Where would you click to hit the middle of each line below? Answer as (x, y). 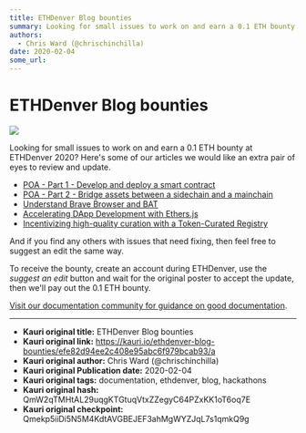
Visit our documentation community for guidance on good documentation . (148, 305)
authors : (26, 35)
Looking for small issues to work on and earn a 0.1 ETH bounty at (131, 148)
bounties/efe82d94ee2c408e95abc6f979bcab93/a (119, 351)
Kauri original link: (58, 341)
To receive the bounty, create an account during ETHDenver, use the (138, 268)
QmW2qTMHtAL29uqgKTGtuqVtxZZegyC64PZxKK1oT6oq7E (137, 399)
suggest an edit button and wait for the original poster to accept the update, (152, 278)
